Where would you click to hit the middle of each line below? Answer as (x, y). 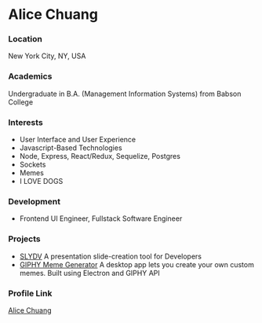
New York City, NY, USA (47, 56)
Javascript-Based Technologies (71, 148)
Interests (25, 122)
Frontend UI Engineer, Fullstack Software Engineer (101, 218)
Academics (30, 76)
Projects (24, 239)
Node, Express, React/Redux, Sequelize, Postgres (100, 156)
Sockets (33, 165)
